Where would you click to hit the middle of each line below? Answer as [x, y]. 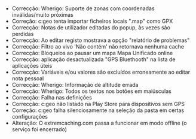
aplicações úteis [32, 66]
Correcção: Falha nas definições [52, 98]
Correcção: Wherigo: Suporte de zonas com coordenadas [83, 8]
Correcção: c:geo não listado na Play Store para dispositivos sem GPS [98, 104]
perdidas [23, 34]
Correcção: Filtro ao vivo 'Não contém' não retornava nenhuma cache [98, 47]
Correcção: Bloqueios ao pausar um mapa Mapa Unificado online [92, 53]
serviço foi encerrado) [39, 129]
